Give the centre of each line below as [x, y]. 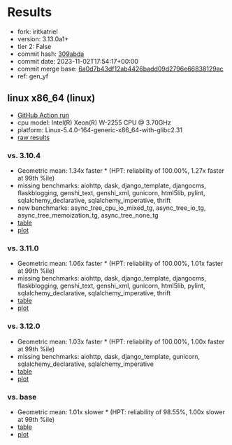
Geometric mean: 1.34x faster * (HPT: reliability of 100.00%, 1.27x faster [121, 171]
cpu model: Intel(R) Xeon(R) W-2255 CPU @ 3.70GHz [94, 122]
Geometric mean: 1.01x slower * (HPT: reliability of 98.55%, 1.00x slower [121, 412]
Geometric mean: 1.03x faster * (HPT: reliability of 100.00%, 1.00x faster [121, 341]
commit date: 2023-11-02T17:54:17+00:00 [78, 61]
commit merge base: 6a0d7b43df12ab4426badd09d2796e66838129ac [120, 69]
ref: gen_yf [33, 76]
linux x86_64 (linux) [51, 98]
